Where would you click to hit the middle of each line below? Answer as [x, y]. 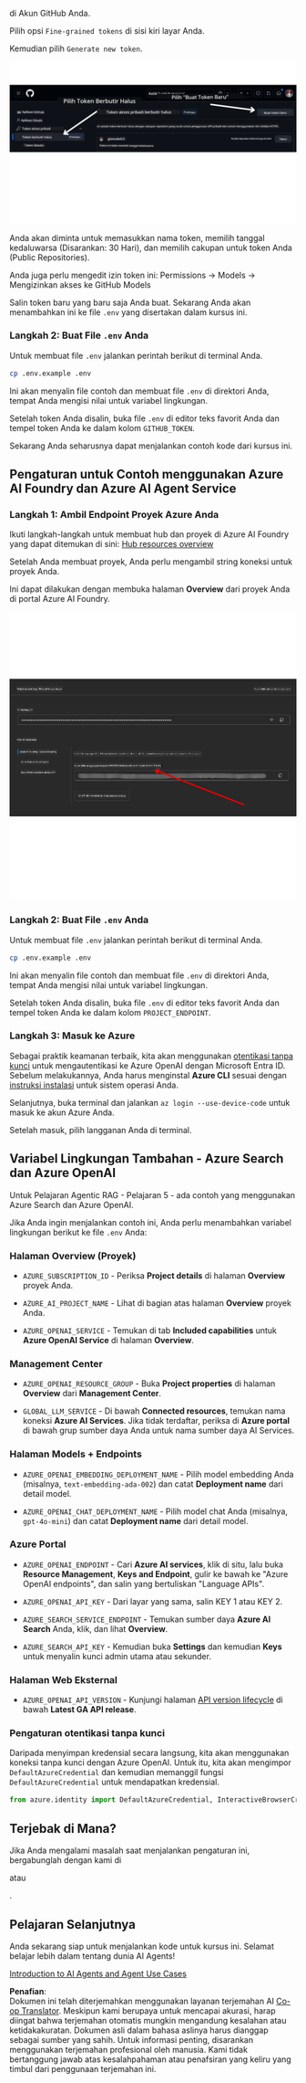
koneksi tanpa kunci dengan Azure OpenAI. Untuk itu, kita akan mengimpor [150, 1762]
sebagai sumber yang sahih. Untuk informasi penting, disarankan [131, 2039]
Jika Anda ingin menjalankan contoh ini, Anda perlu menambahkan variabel [150, 1222]
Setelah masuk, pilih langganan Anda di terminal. [101, 1130]
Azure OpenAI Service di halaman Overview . [108, 1340]
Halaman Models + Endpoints [76, 1454]
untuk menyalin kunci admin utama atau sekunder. [117, 1656]
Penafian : [28, 1991]
